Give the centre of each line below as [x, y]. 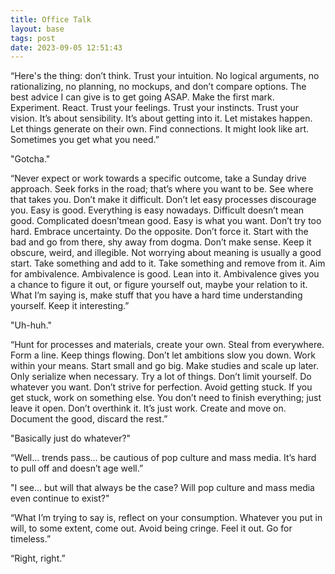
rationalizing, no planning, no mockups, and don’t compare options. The [158, 87]
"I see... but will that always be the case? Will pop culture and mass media [162, 488]
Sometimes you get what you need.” [85, 140]
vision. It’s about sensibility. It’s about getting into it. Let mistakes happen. [161, 118]
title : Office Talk [51, 19]
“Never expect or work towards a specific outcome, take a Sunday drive [158, 178]
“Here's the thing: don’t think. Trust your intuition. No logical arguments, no [165, 76]
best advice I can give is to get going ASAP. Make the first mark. [142, 97]
